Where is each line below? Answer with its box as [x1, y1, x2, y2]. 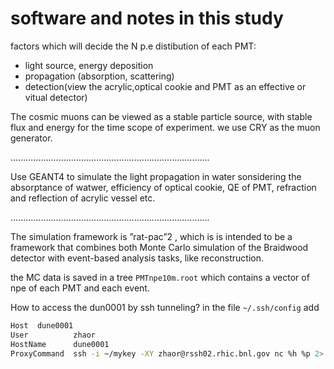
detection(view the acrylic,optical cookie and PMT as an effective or [24, 80, 307, 92]
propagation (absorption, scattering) [24, 70, 175, 82]
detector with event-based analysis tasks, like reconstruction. [10, 252, 264, 264]
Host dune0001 [10, 320, 74, 331]
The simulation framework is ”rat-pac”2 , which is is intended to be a [10, 230, 293, 242]
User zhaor [10, 330, 97, 340]
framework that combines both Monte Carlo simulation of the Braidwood [10, 241, 309, 253]
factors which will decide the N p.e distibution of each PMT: [10, 40, 257, 52]
